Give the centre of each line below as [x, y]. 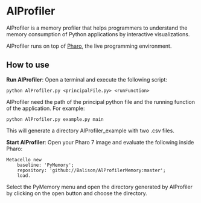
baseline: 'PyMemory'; [46, 165]
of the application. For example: [46, 108]
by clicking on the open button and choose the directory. [77, 193]
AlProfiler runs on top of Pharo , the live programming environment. [89, 46]
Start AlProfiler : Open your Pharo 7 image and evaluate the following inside [100, 142]
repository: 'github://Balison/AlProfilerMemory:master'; [91, 170]
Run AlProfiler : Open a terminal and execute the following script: [87, 79]
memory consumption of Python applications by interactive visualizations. [98, 34]
